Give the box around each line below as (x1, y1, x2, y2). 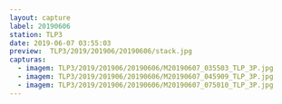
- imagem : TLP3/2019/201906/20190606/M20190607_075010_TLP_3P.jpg (17, 80, 274, 90)
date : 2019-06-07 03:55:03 (9, 38, 112, 48)
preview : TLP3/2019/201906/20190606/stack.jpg (9, 47, 193, 56)
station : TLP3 (9, 30, 63, 39)
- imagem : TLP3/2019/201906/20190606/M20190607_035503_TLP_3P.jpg (17, 64, 274, 73)
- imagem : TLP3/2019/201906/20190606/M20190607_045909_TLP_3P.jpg (17, 72, 274, 81)
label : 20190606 (9, 22, 71, 31)
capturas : (9, 55, 47, 64)
